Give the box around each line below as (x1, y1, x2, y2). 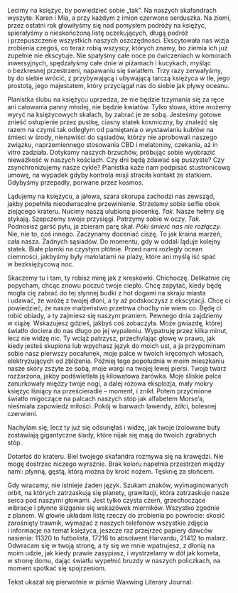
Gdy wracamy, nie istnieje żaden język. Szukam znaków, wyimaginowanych (7, 481, 229, 489)
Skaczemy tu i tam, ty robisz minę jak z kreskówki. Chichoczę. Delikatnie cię (7, 273, 231, 282)
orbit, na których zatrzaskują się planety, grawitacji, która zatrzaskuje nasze (7, 489, 229, 496)
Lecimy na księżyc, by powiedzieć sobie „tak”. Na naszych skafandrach (7, 6, 217, 14)
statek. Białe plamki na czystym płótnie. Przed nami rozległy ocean (7, 245, 202, 253)
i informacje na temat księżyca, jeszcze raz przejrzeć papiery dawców (7, 526, 213, 535)
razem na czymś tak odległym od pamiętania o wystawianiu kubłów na (7, 126, 214, 134)
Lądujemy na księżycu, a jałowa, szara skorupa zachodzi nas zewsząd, (7, 192, 215, 200)
